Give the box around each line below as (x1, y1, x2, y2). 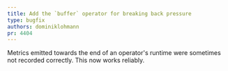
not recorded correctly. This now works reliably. (7, 56, 145, 65)
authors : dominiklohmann (7, 23, 79, 30)
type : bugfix (7, 17, 45, 24)
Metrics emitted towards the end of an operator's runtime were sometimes (7, 49, 221, 57)
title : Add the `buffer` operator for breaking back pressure (7, 10, 192, 17)
